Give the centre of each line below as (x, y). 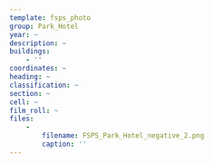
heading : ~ (30, 77)
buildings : (30, 52)
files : (22, 119)
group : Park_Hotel (44, 26)
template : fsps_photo (50, 18)
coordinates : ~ (38, 69)
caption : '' (65, 144)
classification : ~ (44, 85)
